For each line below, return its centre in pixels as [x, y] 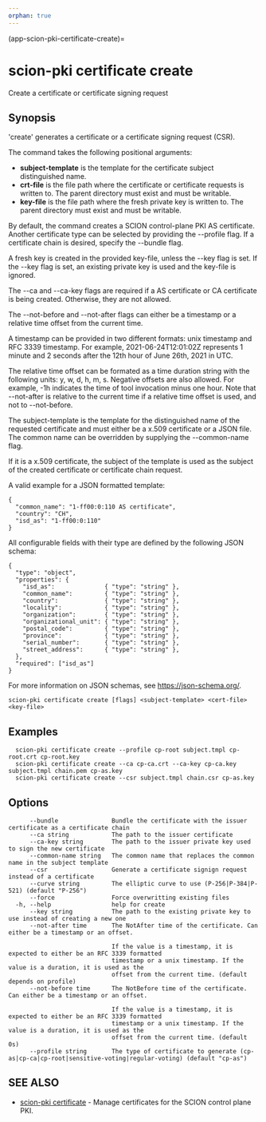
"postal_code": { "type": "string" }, [101, 629]
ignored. [22, 276]
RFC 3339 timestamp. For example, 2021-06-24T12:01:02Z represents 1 [126, 347]
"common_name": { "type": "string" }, [101, 594]
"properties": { [42, 580]
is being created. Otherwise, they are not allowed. [90, 299]
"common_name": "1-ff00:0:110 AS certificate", [96, 507]
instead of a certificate [51, 877]
